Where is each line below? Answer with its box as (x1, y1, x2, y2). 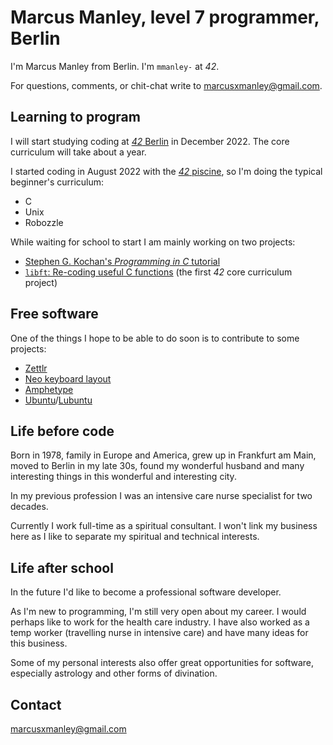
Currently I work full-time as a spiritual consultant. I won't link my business (10, 520, 318, 532)
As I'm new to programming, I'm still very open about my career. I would (10, 606, 307, 618)
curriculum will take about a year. (10, 146, 147, 158)
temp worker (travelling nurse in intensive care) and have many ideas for (10, 627, 309, 639)
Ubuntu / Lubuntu (24, 394, 93, 406)
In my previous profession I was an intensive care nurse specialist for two (10, 490, 313, 502)
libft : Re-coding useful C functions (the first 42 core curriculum (24, 266, 293, 278)
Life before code (10, 422, 115, 440)
